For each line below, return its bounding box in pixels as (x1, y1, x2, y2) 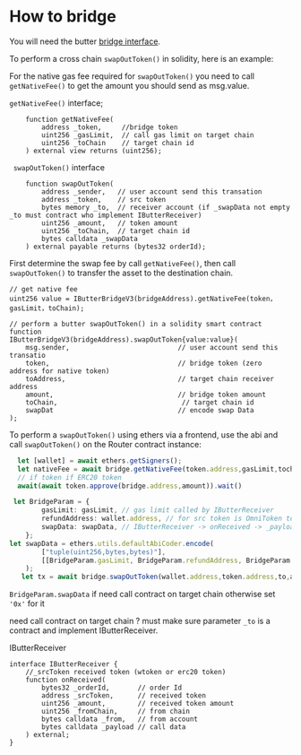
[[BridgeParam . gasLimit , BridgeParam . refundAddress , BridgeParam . (41, 556, 295, 565)
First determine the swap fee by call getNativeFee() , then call (9, 257, 236, 268)
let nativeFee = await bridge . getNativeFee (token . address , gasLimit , (17, 464, 279, 473)
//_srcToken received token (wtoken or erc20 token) (25, 668, 227, 677)
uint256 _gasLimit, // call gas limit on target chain (41, 130, 254, 140)
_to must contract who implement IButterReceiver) (9, 211, 202, 220)
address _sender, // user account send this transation (41, 187, 262, 196)
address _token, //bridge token (41, 123, 178, 132)
